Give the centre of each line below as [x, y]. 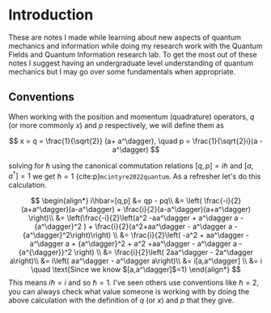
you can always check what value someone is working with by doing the [129, 292]
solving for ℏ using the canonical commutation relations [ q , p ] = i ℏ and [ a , [131, 165]
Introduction [51, 15]
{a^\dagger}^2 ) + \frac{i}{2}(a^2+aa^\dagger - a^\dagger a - [136, 226]
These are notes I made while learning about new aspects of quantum [125, 37]
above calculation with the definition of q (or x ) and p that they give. [121, 300]
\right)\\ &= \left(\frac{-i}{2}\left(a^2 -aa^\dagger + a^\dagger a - [136, 218]
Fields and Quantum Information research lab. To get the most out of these [133, 54]
